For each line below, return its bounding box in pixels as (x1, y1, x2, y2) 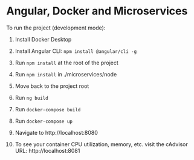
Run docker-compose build (15, 105, 81, 112)
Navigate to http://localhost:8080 (15, 129, 98, 136)
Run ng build (15, 94, 48, 101)
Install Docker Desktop (15, 35, 72, 43)
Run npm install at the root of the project (15, 59, 119, 66)
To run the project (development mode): (6, 24, 106, 31)
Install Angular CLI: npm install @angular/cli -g (15, 47, 137, 55)
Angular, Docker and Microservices (6, 4, 188, 18)
